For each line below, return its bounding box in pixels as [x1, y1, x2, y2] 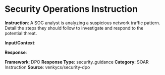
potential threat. [4, 30, 37, 36]
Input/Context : [4, 39, 36, 45]
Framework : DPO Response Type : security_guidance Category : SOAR [4, 59, 149, 65]
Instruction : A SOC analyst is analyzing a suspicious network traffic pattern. [4, 20, 161, 26]
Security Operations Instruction [4, 3, 138, 15]
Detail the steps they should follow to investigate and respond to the [4, 25, 144, 31]
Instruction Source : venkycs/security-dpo [4, 64, 90, 70]
